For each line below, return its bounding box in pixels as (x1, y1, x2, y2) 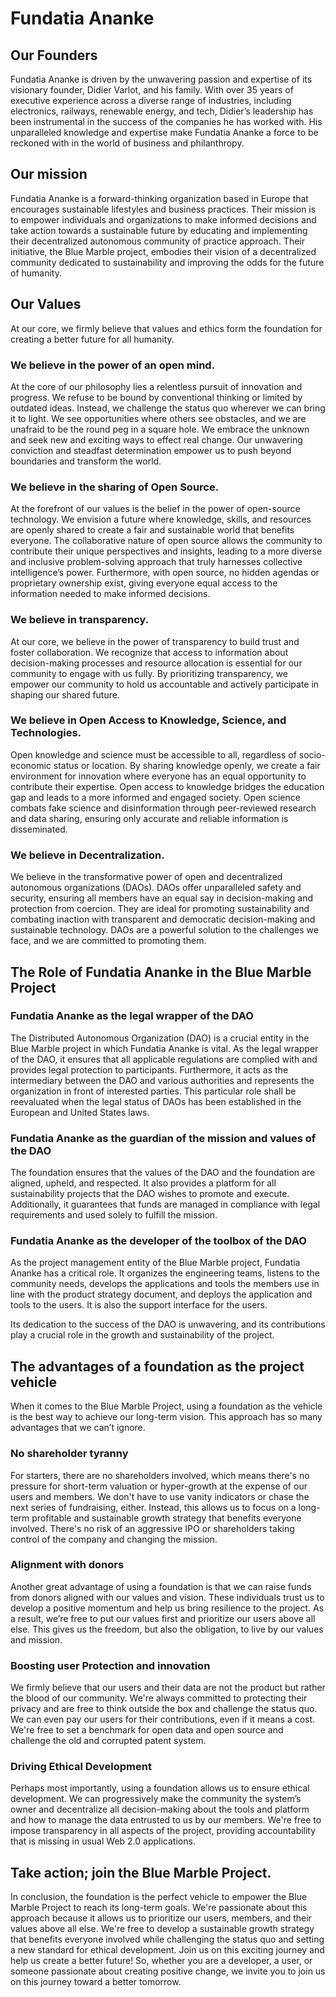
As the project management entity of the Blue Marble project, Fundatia (10, 1257, 301, 1269)
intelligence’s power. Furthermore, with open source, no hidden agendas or (10, 567, 320, 579)
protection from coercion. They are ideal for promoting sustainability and (10, 903, 310, 915)
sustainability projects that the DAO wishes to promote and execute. (10, 1188, 290, 1200)
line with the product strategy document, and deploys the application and (10, 1288, 313, 1301)
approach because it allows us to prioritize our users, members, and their (10, 1912, 312, 1924)
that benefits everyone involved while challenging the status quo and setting (10, 1933, 325, 1946)
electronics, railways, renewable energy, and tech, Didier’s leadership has (10, 105, 314, 117)
